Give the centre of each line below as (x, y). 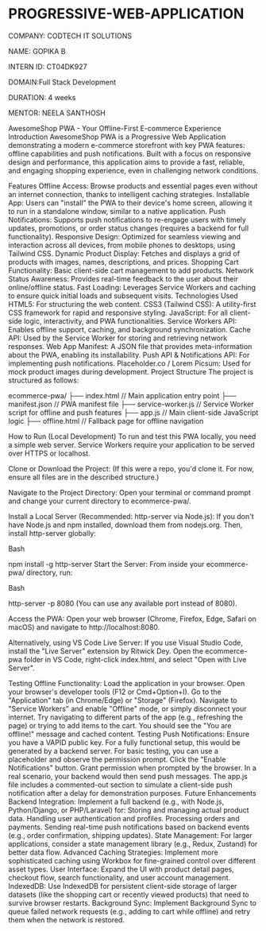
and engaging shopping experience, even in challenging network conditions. (133, 170)
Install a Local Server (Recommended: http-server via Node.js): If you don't (131, 516)
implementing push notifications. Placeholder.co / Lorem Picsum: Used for (130, 363)
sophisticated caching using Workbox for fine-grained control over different (132, 860)
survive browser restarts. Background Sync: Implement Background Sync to (132, 902)
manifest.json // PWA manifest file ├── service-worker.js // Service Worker (131, 404)
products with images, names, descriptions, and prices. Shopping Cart (123, 262)
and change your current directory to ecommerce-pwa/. (100, 501)
